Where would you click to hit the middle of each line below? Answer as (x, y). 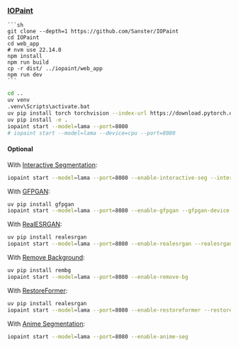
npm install (25, 56)
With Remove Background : (46, 257)
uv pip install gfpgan (41, 204)
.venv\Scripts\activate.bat (49, 107)
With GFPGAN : (29, 191)
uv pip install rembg (39, 271)
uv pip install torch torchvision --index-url (77, 113)
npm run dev (25, 75)
